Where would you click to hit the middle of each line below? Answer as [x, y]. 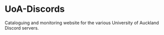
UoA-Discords [35, 9]
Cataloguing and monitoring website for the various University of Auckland [82, 23]
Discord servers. [22, 28]
